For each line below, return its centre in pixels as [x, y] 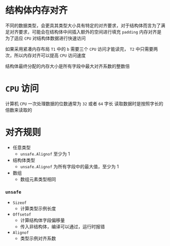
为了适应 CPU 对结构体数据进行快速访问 [46, 38]
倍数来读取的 [19, 110]
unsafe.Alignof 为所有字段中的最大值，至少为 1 [70, 166]
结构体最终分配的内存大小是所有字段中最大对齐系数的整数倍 [67, 66]
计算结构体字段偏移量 [42, 220]
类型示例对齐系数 [38, 238]
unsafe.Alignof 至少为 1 [45, 153]
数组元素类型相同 [38, 179]
